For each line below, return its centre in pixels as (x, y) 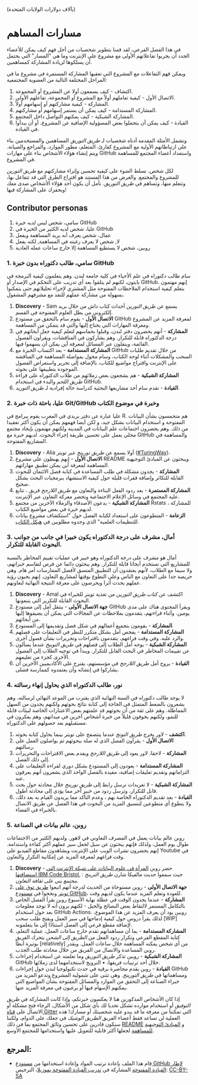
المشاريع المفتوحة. (27, 441)
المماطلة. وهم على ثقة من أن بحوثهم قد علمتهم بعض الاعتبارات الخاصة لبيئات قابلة (97, 710)
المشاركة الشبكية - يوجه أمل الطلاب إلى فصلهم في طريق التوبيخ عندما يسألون (101, 644)
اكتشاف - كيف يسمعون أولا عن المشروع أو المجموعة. (74, 91)
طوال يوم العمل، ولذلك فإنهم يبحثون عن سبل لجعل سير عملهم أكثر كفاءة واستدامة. (98, 844)
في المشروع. (21, 159)
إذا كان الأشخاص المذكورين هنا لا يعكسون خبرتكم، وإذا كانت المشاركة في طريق (93, 999)
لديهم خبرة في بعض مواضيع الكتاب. (54, 509)
